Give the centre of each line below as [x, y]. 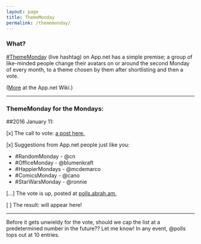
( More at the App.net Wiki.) [39, 87]
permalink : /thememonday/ [38, 23]
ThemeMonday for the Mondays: [55, 108]
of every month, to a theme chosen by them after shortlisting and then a [95, 69]
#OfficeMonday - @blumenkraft [54, 163]
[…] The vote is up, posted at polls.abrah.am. [61, 193]
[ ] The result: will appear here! [44, 205]
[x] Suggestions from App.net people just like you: [68, 145]
